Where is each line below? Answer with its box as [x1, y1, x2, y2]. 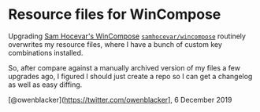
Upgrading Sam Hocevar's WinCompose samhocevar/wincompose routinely [8, 31, 247, 41]
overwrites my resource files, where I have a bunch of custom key [8, 39, 223, 49]
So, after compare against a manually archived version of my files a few [8, 63, 240, 72]
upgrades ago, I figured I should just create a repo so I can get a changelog [8, 71, 253, 81]
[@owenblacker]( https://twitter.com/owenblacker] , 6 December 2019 [8, 95, 232, 104]
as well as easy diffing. [8, 80, 83, 89]
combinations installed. [8, 48, 84, 57]
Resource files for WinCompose [8, 5, 221, 23]
